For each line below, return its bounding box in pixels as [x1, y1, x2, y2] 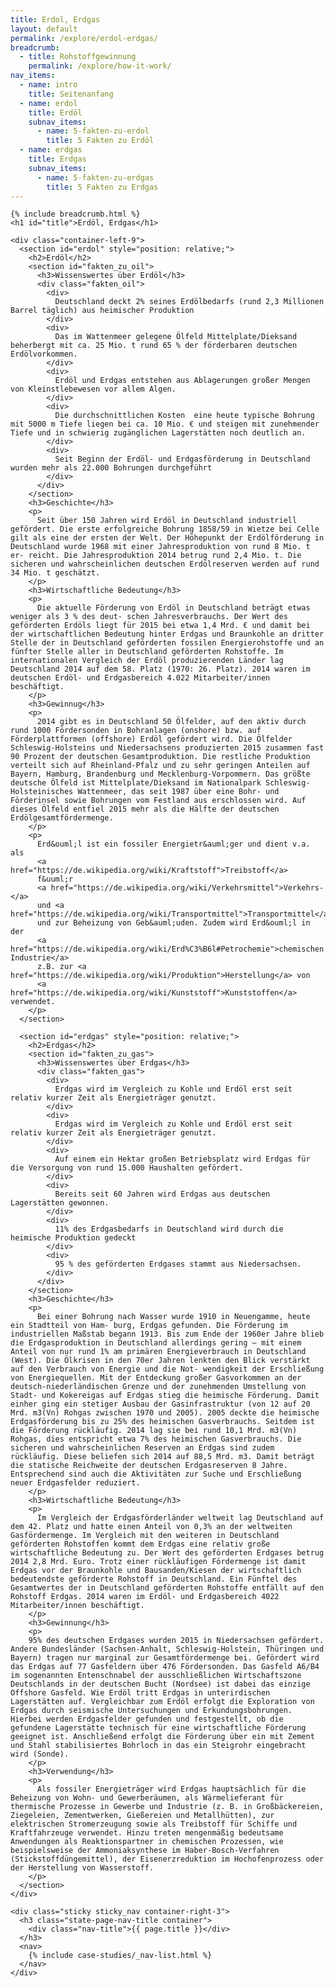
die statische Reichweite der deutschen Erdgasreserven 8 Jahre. [10, 1461, 288, 1471]
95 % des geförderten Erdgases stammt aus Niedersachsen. [54, 1259, 302, 1270]
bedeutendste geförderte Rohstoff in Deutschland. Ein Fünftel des [10, 1574, 298, 1585]
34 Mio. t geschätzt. [10, 568, 101, 578]
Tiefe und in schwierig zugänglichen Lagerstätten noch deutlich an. [10, 428, 307, 438]
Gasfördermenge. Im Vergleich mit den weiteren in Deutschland [10, 1531, 280, 1541]
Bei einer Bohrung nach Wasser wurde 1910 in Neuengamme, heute [36, 1312, 311, 1322]
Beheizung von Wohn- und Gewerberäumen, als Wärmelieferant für [10, 1793, 284, 1803]
